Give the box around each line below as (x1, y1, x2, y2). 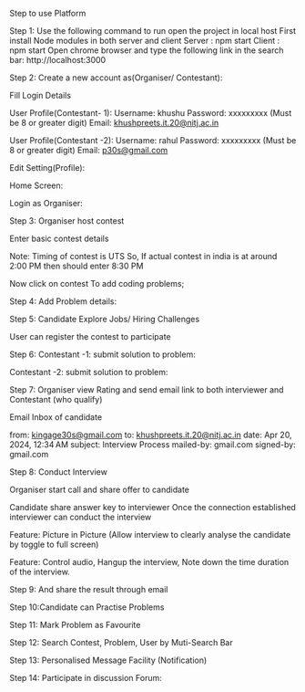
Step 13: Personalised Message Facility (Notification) (9, 655, 208, 666)
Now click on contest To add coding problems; (9, 278, 185, 288)
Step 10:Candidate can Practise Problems (9, 602, 165, 613)
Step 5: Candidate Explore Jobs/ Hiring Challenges (9, 314, 200, 324)
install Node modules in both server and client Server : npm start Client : (9, 36, 280, 46)
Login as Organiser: (9, 198, 84, 208)
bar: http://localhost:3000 (9, 55, 107, 65)
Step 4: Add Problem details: (9, 296, 117, 307)
